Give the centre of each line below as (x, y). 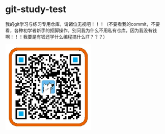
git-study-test (36, 9)
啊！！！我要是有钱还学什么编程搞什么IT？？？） (57, 37)
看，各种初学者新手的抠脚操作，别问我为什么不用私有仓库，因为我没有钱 (81, 30)
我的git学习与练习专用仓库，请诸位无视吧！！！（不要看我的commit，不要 (83, 24)
